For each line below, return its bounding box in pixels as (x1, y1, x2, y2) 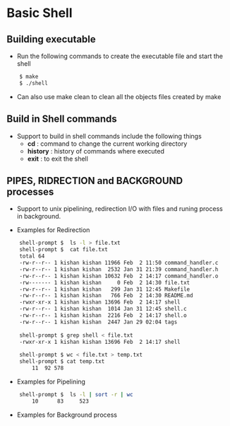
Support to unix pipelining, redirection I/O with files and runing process (16, 205, 223, 213)
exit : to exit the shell (27, 154, 89, 163)
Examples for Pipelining (16, 377, 86, 386)
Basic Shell (6, 5, 73, 21)
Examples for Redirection (16, 226, 90, 234)
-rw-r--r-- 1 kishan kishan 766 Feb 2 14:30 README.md (19, 292, 193, 299)
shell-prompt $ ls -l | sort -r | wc (19, 391, 133, 398)
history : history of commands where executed (27, 146, 165, 155)
